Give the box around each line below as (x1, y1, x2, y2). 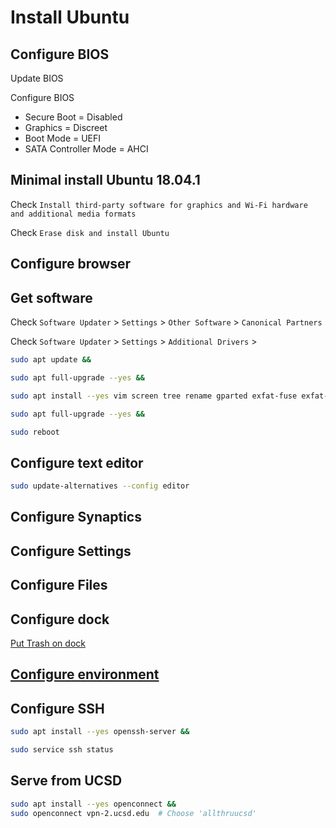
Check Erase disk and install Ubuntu (10, 226, 170, 238)
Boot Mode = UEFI (24, 132, 102, 144)
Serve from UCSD (10, 772, 123, 790)
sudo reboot (10, 427, 60, 437)
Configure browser (10, 256, 132, 273)
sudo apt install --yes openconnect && (10, 799, 177, 809)
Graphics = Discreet (24, 122, 108, 133)
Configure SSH (10, 700, 105, 717)
